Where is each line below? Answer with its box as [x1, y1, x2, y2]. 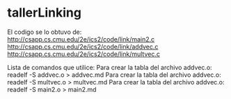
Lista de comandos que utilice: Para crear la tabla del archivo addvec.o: [7, 63, 212, 71]
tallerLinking [7, 5, 82, 21]
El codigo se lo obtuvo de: [7, 28, 82, 36]
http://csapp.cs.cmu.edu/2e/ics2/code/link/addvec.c [7, 42, 159, 51]
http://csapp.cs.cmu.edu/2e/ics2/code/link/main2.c [7, 35, 155, 43]
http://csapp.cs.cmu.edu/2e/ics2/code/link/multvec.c [7, 50, 160, 58]
